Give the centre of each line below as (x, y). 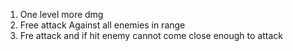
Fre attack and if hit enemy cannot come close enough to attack (151, 35)
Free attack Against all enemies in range (102, 25)
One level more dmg (61, 14)
